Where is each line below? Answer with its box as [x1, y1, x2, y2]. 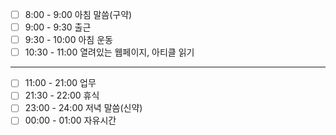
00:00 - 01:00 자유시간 [24, 114, 117, 127]
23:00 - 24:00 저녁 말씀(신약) [24, 102, 143, 114]
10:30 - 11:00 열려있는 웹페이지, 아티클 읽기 [24, 46, 195, 58]
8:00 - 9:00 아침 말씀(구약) [24, 9, 133, 20]
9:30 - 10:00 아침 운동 [24, 34, 113, 46]
